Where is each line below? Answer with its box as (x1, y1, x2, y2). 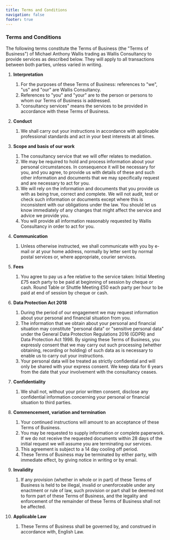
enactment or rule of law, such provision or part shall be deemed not (20, 487, 163, 493)
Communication (13, 233, 48, 239)
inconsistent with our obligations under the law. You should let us (20, 201, 156, 207)
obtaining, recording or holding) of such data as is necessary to (20, 347, 153, 353)
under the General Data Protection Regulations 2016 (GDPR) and (20, 331, 155, 337)
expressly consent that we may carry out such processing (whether (20, 342, 162, 348)
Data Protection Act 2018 (13, 299, 67, 306)
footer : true (6, 17, 33, 22)
